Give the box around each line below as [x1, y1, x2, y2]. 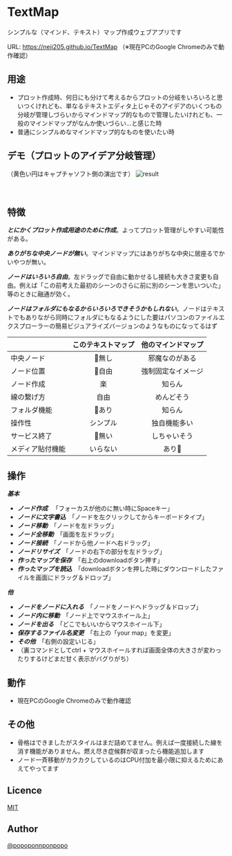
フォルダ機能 [10, 405, 53, 415]
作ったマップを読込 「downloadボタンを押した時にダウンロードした [17, 565, 212, 573]
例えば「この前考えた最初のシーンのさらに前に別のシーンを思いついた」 [19, 281, 224, 290]
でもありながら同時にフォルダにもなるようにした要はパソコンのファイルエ [12, 313, 225, 322]
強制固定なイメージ [141, 366, 204, 376]
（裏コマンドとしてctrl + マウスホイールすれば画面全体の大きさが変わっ [17, 646, 222, 654]
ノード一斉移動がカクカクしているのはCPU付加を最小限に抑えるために [17, 755, 217, 764]
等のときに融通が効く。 [7, 290, 74, 298]
